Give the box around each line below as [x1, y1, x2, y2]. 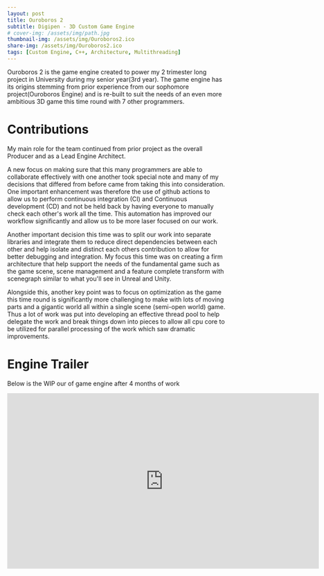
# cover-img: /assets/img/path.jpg [7, 29, 110, 37]
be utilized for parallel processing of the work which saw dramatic [7, 324, 196, 333]
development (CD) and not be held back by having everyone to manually [7, 202, 214, 210]
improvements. [7, 332, 50, 340]
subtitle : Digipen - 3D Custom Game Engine [7, 23, 135, 30]
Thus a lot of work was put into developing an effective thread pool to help [7, 310, 220, 318]
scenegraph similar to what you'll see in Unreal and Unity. [7, 274, 172, 283]
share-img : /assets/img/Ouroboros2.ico [7, 42, 123, 49]
